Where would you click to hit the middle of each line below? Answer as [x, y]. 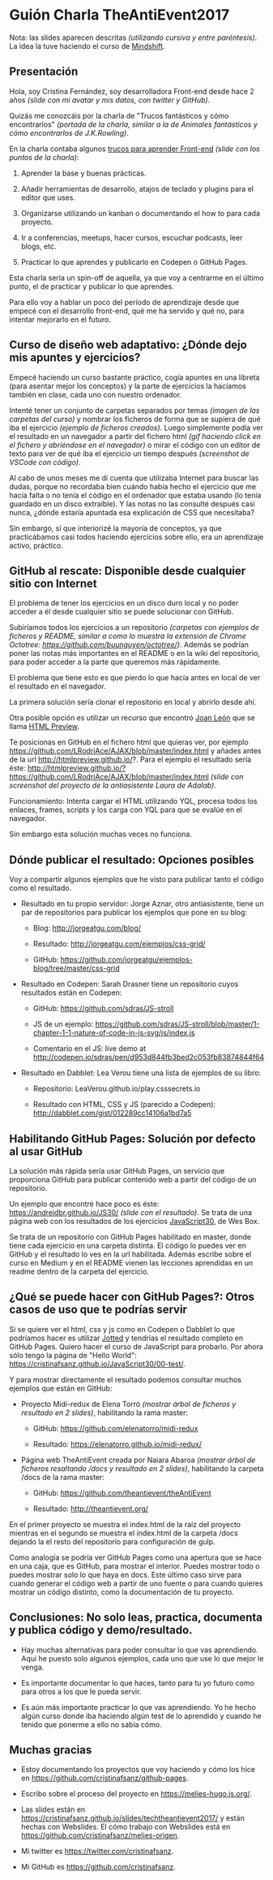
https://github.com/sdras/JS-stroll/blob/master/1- [177, 1024]
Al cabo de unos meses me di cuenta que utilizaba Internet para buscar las [134, 478]
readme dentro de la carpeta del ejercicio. [79, 1271]
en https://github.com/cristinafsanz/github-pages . [105, 1778]
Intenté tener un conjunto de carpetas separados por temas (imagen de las [134, 410]
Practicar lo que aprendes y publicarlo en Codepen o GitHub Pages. [134, 262]
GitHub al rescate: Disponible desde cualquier [128, 571]
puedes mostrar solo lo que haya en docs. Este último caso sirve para [126, 1574]
